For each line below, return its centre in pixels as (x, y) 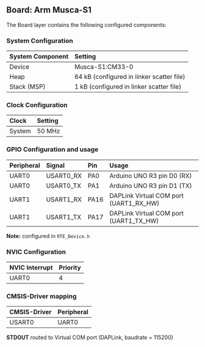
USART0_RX (64, 176)
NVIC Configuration (36, 252)
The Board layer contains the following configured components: (86, 24)
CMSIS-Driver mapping (41, 296)
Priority (70, 267)
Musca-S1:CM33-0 (104, 67)
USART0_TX (64, 185)
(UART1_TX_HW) (134, 221)
